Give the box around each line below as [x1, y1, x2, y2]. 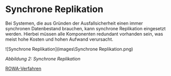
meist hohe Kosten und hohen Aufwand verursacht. [5, 36, 113, 42]
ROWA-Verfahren [5, 65, 42, 71]
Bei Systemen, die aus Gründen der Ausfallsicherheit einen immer [5, 20, 144, 26]
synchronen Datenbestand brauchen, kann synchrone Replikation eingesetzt [5, 25, 166, 31]
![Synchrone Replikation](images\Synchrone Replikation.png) [5, 46, 133, 52]
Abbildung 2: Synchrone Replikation [5, 55, 80, 61]
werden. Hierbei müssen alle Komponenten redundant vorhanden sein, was [5, 31, 163, 37]
